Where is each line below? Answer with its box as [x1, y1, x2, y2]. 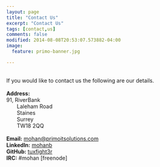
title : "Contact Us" [6, 15, 59, 21]
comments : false [6, 32, 47, 38]
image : [6, 43, 23, 49]
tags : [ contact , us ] [6, 26, 56, 32]
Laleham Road [16, 103, 53, 110]
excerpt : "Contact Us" [6, 20, 64, 26]
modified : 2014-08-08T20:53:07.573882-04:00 [6, 37, 121, 43]
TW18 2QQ [16, 122, 44, 129]
